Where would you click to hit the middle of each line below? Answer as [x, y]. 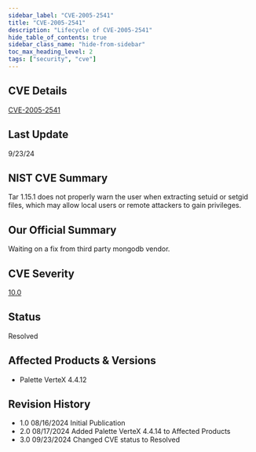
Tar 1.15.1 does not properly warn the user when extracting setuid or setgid [128, 197]
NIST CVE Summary [58, 178]
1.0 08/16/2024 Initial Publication [72, 423]
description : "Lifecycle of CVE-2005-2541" [80, 30]
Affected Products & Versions [82, 361]
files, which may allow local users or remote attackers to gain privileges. [125, 206]
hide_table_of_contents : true [58, 37]
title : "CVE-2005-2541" [47, 23]
